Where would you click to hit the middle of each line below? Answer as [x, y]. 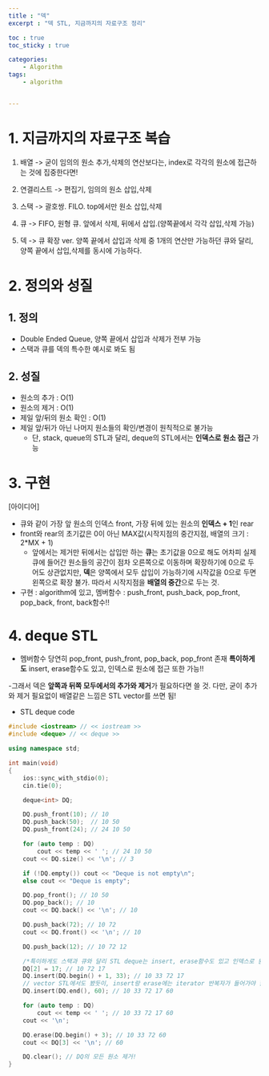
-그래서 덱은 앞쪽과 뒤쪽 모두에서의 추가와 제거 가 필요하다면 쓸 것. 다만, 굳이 [125, 686]
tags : [17, 75]
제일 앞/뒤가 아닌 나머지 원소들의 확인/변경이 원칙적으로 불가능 [116, 427]
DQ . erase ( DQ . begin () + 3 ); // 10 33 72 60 [94, 1035]
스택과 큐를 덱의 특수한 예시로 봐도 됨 [78, 348]
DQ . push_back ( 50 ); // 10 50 [71, 822]
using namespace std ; [44, 749]
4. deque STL [53, 636]
